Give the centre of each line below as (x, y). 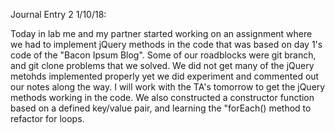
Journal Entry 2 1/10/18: (58, 14)
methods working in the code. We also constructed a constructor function (162, 97)
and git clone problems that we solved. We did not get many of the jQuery (162, 65)
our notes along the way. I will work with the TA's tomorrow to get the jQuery (168, 87)
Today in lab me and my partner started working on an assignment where (161, 33)
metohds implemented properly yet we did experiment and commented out (165, 76)
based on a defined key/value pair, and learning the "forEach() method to (161, 108)
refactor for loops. (47, 118)
